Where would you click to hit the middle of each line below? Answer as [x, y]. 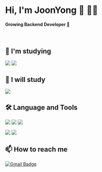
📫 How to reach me [36, 149]
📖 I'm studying [28, 51]
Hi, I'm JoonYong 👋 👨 [52, 10]
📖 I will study [25, 79]
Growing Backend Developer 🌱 [37, 24]
